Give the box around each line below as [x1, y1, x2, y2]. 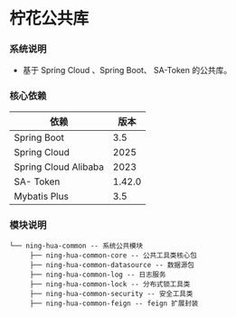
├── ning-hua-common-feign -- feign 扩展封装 [29, 299, 199, 308]
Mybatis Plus [14, 190, 70, 202]
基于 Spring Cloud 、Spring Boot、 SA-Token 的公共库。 [22, 65, 232, 76]
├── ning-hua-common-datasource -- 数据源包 [29, 261, 194, 270]
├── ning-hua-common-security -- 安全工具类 [29, 290, 194, 299]
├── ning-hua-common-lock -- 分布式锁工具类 [29, 280, 191, 289]
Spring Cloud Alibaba [14, 160, 105, 172]
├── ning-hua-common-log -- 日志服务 [29, 270, 166, 280]
